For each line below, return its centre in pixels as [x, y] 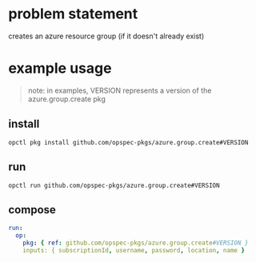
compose [32, 210]
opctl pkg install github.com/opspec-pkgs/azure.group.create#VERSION [128, 142]
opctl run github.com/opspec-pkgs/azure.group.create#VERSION [114, 185]
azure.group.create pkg [67, 99]
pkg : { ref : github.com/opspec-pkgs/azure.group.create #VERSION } [136, 243]
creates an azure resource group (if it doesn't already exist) [106, 36]
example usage [60, 68]
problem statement [73, 14]
